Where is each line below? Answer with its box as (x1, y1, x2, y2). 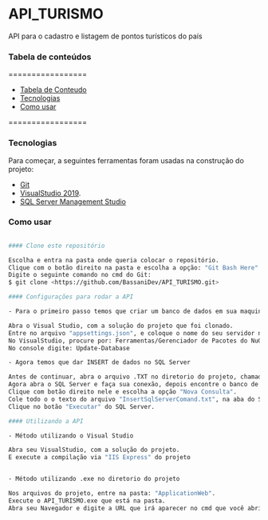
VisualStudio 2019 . (19, 188, 81, 198)
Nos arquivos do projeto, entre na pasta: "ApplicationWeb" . (8, 490, 216, 498)
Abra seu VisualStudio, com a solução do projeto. (8, 446, 180, 454)
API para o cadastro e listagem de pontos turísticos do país (8, 31, 203, 41)
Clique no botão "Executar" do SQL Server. (8, 402, 156, 410)
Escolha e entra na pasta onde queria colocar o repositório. (8, 256, 219, 264)
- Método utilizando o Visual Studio (8, 431, 134, 440)
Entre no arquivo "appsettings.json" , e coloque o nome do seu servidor (8, 329, 255, 337)
